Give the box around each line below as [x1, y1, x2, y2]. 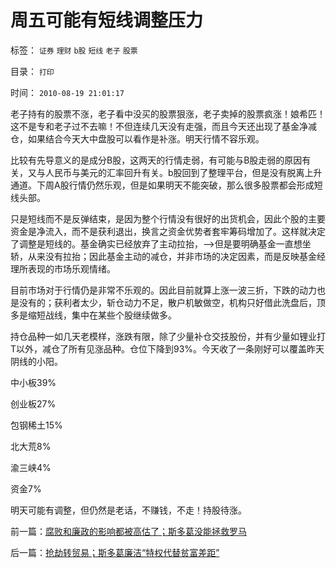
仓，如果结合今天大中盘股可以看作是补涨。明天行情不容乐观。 [10, 132, 265, 145]
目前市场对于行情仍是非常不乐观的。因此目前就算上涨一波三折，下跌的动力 [10, 284, 317, 296]
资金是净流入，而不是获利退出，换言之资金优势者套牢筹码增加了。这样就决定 [10, 225, 326, 237]
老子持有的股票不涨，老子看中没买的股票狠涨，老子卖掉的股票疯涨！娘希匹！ [10, 107, 326, 120]
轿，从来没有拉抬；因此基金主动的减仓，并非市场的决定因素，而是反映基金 [10, 250, 317, 262]
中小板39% [10, 376, 57, 388]
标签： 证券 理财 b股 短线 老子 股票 [10, 44, 138, 56]
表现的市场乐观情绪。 [27, 262, 116, 275]
